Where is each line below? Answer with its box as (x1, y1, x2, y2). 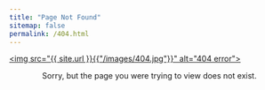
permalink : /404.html (9, 29, 90, 38)
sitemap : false (9, 21, 66, 30)
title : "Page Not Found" (9, 12, 101, 22)
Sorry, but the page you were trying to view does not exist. (42, 71, 257, 81)
